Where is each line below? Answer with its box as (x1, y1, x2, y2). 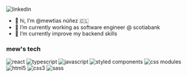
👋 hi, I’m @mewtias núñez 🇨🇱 (14, 17, 89, 24)
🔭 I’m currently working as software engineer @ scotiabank (14, 24, 161, 31)
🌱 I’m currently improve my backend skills (14, 30, 117, 37)
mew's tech (6, 44, 41, 53)
